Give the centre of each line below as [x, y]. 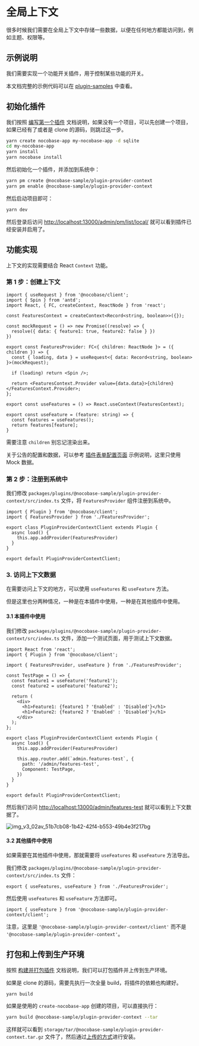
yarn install [22, 152]
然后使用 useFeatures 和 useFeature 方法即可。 [63, 898]
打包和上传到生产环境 [45, 955]
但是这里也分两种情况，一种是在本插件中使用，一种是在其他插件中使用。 [94, 601]
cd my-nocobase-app [30, 146]
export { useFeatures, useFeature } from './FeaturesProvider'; [87, 886]
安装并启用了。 [29, 229]
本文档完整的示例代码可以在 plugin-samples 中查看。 [71, 86]
